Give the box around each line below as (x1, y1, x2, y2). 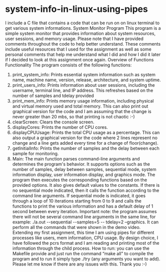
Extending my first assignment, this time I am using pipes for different (12, 229, 155, 235)
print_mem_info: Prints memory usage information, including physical (12, 98, 154, 104)
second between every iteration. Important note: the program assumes (12, 208, 157, 214)
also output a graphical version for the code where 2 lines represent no (12, 135, 158, 141)
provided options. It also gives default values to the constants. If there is (12, 182, 160, 188)
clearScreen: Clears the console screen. (12, 119, 95, 125)
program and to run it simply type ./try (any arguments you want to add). (12, 256, 161, 262)
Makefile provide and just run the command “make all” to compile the (12, 250, 154, 256)
